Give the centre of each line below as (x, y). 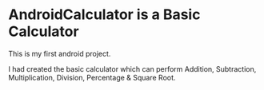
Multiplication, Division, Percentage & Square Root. (92, 77)
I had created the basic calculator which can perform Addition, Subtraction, (132, 68)
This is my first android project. (60, 53)
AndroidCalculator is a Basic (104, 15)
